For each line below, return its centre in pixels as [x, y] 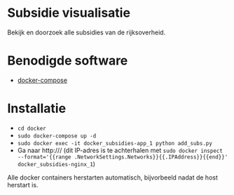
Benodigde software [68, 61]
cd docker [32, 128]
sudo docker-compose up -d [57, 136]
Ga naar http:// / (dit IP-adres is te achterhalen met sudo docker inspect [120, 150]
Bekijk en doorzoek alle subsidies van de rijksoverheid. [87, 32]
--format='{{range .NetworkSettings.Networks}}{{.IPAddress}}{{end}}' [123, 157]
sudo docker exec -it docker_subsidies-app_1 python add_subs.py [115, 143]
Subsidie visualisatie [69, 13]
